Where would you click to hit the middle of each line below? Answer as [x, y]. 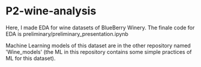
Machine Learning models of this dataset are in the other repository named [98, 45]
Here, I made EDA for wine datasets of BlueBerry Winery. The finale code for [100, 28]
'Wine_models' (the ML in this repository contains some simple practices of [99, 51]
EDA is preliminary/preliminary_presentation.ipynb [67, 33]
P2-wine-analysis [51, 11]
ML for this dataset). [31, 58]
